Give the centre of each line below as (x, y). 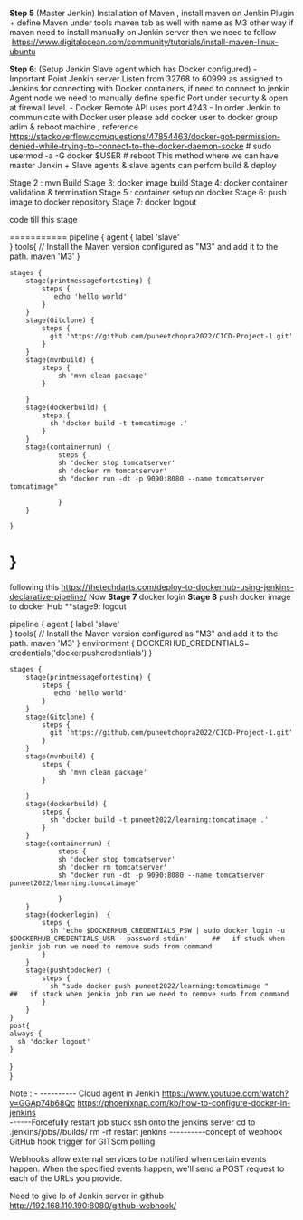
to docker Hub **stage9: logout (68, 606)
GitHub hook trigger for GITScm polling (82, 1141)
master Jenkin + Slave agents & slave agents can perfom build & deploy (143, 165)
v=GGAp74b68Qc (43, 1102)
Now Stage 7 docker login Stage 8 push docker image (190, 596)
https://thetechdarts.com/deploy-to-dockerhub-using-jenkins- (177, 586)
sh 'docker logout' (54, 1041)
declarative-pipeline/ (48, 596)
